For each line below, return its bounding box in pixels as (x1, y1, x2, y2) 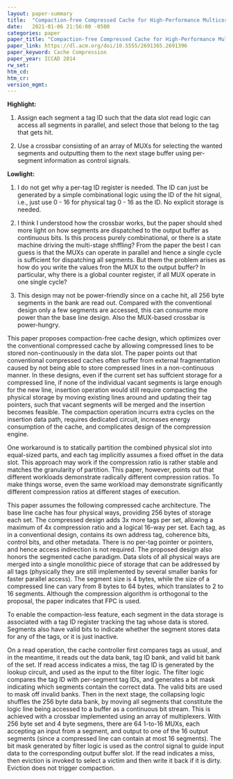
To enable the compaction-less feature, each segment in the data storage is (7, 610, 224, 619)
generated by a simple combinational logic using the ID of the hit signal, (17, 191, 222, 199)
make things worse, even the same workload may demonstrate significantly (7, 480, 223, 489)
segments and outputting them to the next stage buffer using (17, 149, 192, 157)
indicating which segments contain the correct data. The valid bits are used (7, 683, 223, 691)
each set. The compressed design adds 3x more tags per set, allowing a (7, 516, 214, 524)
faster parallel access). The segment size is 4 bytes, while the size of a (7, 575, 210, 583)
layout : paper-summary (7, 10, 73, 17)
